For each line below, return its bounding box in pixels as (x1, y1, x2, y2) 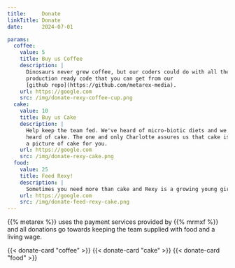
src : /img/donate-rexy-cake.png (20, 153, 114, 160)
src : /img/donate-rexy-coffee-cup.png (20, 94, 133, 101)
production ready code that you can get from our (25, 75, 173, 82)
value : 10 (20, 108, 49, 115)
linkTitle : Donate (7, 17, 61, 24)
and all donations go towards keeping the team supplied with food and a (7, 225, 215, 234)
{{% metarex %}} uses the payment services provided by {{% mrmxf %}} (7, 218, 219, 226)
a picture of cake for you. (25, 140, 108, 147)
